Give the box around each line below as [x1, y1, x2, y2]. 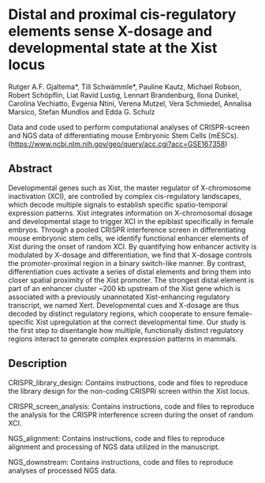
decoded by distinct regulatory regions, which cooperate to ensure [8, 309, 226, 318]
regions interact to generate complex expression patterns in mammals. [8, 334, 238, 343]
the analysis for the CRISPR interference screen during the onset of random [8, 410, 254, 419]
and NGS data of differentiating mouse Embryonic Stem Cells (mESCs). [8, 130, 239, 140]
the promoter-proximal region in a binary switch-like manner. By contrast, [8, 258, 247, 268]
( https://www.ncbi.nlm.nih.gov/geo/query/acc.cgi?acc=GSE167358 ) [8, 139, 228, 148]
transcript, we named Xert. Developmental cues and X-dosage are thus [8, 300, 240, 309]
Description [8, 357, 67, 370]
